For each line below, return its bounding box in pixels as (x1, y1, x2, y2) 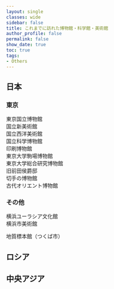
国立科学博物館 (6, 137, 43, 145)
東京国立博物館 (6, 115, 43, 123)
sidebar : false (6, 20, 44, 25)
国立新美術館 (6, 123, 37, 130)
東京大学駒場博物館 (6, 152, 53, 160)
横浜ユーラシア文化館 (6, 213, 58, 220)
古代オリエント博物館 (6, 182, 58, 190)
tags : (6, 53, 19, 59)
